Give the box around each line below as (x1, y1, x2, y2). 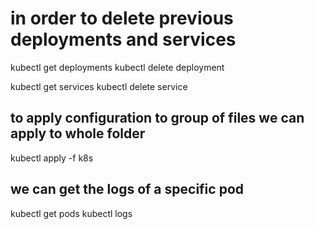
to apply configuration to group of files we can (10, 110, 305, 127)
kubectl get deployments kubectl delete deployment (10, 61, 225, 73)
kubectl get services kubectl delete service (10, 80, 188, 92)
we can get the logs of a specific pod (10, 181, 244, 198)
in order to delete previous (10, 7, 234, 30)
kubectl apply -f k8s (10, 152, 94, 164)
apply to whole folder (10, 125, 146, 142)
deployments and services (10, 28, 237, 51)
